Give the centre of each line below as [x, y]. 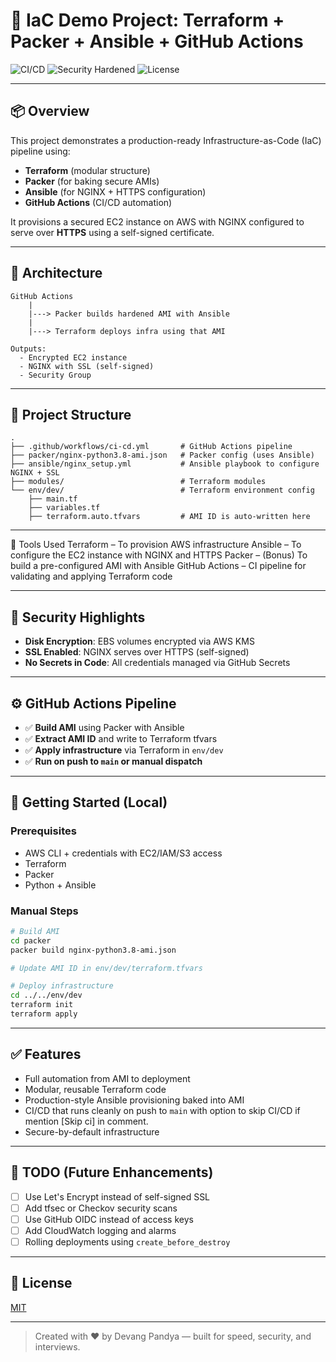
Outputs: [28, 349]
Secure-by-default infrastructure [92, 1131]
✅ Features [46, 1054]
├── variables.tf [64, 508]
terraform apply [44, 1014]
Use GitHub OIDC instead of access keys [109, 1219]
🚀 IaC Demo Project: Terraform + [147, 20]
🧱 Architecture [56, 273]
